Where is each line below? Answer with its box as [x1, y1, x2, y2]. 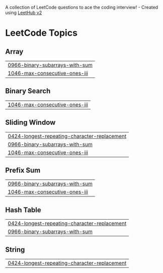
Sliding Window [5, 118, 56, 127]
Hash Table [5, 206, 41, 214]
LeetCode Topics [5, 27, 78, 39]
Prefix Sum [5, 166, 41, 175]
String [5, 245, 25, 254]
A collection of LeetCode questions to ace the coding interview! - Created [5, 5, 158, 10]
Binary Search [5, 87, 51, 95]
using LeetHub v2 [5, 10, 42, 16]
